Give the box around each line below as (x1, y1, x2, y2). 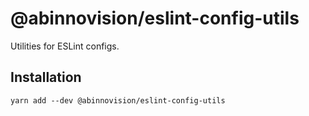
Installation (10, 69, 82, 86)
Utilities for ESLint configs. (10, 40, 120, 52)
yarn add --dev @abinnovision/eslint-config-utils (10, 95, 226, 106)
